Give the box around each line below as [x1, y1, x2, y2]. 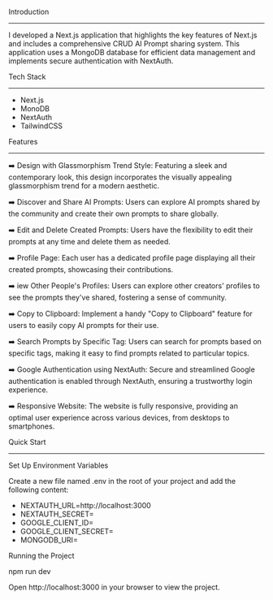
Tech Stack [8, 72, 46, 81]
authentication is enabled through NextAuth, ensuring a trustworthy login [8, 377, 253, 386]
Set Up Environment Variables [8, 460, 109, 470]
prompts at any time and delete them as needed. [8, 237, 171, 246]
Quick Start [8, 438, 46, 447]
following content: [8, 485, 69, 494]
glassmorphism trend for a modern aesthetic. [8, 181, 160, 190]
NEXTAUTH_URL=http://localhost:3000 [19, 501, 152, 510]
